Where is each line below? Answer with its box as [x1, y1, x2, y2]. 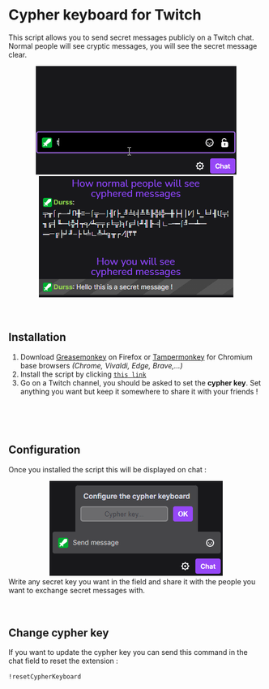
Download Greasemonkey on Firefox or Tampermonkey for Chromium [19, 351, 253, 362]
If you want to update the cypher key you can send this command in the [8, 648, 249, 657]
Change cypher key [8, 626, 109, 639]
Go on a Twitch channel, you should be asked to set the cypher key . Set [19, 377, 262, 387]
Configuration [8, 443, 81, 457]
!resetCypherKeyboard [8, 673, 82, 681]
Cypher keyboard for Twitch [8, 6, 202, 24]
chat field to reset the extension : [8, 656, 119, 666]
